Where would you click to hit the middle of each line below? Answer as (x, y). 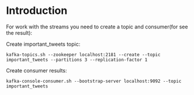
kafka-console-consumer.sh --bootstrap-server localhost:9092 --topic (94, 81)
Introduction (37, 11)
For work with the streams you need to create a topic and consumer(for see (97, 27)
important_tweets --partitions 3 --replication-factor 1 (77, 60)
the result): (19, 32)
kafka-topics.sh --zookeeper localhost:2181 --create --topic (83, 54)
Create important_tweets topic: (43, 44)
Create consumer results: (37, 70)
